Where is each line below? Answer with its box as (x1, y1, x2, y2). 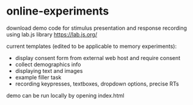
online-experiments (6, 4, 109, 18)
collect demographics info (15, 61, 81, 68)
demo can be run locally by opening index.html (6, 92, 125, 99)
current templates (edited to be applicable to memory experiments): (6, 42, 177, 50)
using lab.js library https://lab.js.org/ (6, 30, 98, 38)
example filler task (15, 73, 62, 81)
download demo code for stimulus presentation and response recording (6, 24, 188, 32)
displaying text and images (15, 67, 83, 74)
